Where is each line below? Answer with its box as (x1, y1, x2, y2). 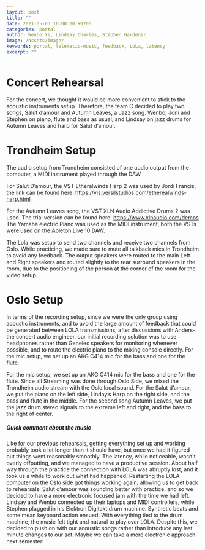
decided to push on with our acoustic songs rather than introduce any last (6, 524, 193, 532)
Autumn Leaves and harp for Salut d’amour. (6, 122, 116, 129)
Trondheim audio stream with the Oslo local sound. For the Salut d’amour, (6, 383, 192, 391)
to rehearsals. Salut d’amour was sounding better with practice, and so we (6, 485, 194, 492)
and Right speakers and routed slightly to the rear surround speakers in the (6, 258, 196, 265)
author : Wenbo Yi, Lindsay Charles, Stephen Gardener (6, 32, 147, 38)
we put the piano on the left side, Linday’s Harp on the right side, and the (6, 390, 190, 398)
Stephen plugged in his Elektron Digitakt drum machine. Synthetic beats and (6, 505, 199, 512)
